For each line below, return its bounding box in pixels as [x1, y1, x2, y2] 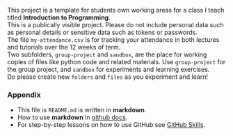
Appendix [7, 90, 42, 100]
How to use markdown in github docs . [17, 113, 128, 121]
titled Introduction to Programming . [7, 13, 111, 22]
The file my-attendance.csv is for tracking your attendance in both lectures [7, 36, 220, 44]
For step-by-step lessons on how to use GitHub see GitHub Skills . [17, 121, 206, 129]
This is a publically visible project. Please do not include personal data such [7, 21, 224, 29]
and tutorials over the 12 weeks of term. [7, 43, 121, 51]
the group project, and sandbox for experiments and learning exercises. [7, 66, 210, 73]
